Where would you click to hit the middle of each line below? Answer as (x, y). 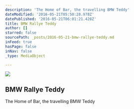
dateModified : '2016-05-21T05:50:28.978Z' (50, 14)
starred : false (21, 33)
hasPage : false (21, 47)
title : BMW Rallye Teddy (31, 24)
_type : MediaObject (25, 56)
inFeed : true (19, 42)
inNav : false (19, 51)
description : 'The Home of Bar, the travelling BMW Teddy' (67, 10)
